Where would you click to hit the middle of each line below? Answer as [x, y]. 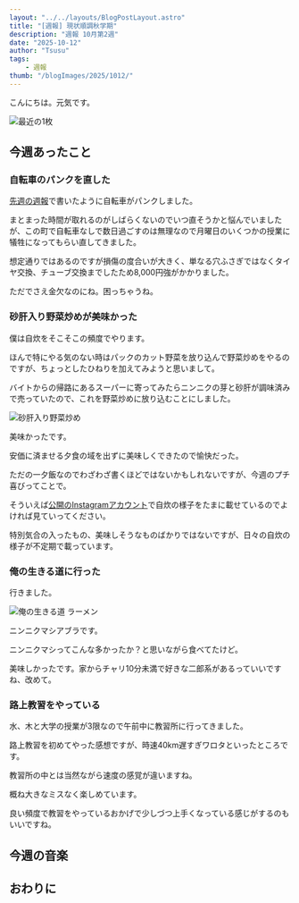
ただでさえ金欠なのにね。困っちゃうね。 [83, 291]
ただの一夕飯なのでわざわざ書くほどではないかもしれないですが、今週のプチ [150, 474]
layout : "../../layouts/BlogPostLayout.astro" [97, 17]
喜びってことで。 [40, 485]
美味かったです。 [40, 436]
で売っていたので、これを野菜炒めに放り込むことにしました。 [122, 398]
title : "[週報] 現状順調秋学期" [63, 26]
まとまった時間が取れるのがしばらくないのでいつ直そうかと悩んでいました [146, 220]
